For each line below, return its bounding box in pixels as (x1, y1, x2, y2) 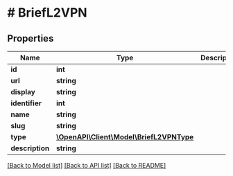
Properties (7, 33, 54, 44)
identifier (10, 98, 42, 108)
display (10, 87, 36, 96)
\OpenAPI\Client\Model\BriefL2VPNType (55, 132, 194, 141)
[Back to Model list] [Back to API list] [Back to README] (7, 161, 166, 169)
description (10, 143, 50, 153)
